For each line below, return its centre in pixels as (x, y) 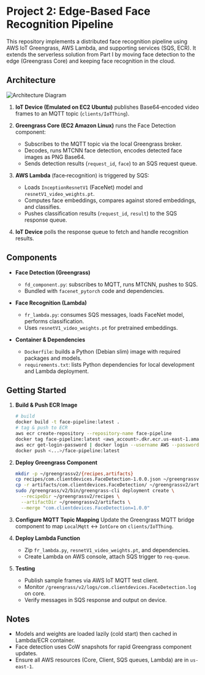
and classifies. (43, 206)
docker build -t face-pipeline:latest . (67, 422)
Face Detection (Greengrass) (53, 272)
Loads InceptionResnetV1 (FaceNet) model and (84, 187)
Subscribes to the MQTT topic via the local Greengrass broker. (103, 144)
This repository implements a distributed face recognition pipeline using (97, 41)
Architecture (31, 80)
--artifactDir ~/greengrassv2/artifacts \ (76, 502)
